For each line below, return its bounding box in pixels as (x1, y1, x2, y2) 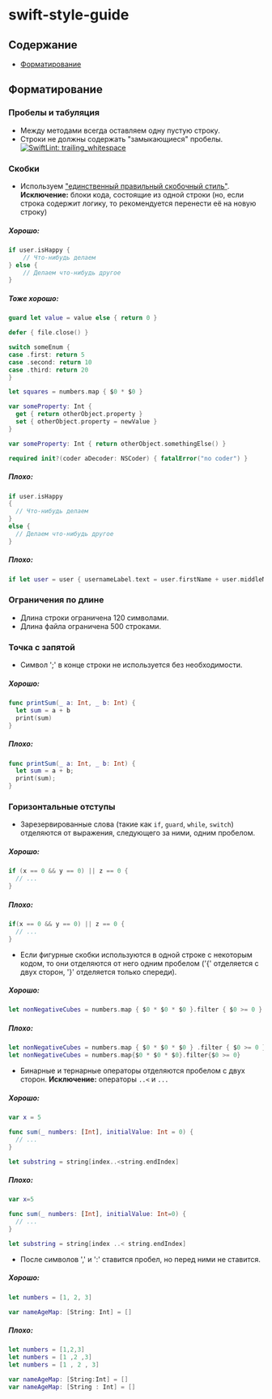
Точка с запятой (8, 641, 75, 653)
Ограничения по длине (8, 594, 104, 606)
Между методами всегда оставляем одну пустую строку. (19, 125, 220, 135)
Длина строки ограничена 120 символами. (19, 613, 169, 623)
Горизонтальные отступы (8, 801, 116, 812)
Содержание (8, 38, 79, 52)
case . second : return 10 (8, 358, 92, 366)
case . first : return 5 (8, 351, 85, 359)
